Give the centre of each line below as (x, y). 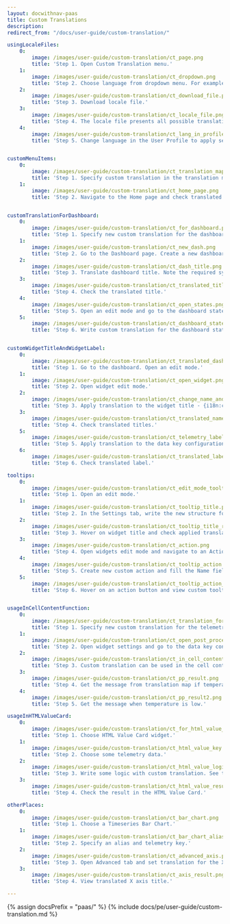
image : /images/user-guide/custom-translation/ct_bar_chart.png (125, 818)
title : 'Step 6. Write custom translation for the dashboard (121, 330)
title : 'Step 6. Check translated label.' (93, 463)
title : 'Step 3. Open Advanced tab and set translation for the (125, 862)
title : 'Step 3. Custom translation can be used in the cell (121, 666)
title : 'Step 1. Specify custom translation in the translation (125, 178)
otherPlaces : (26, 805)
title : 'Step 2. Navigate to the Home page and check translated (127, 197)
